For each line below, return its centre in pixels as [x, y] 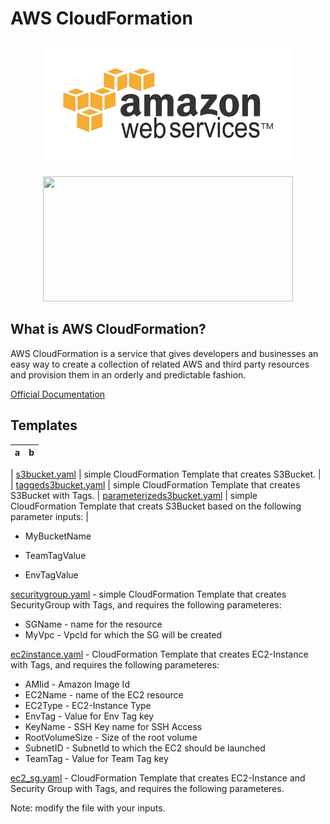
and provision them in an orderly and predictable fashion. [128, 374]
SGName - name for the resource [93, 624]
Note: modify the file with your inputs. [88, 808]
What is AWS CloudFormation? [108, 329]
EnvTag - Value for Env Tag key [89, 716]
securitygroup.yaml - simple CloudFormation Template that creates [148, 594]
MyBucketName [58, 536]
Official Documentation [58, 394]
